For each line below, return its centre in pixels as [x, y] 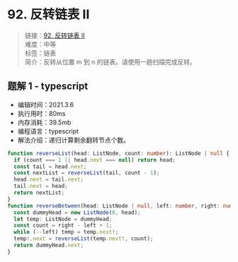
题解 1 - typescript [48, 87]
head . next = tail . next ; [49, 180]
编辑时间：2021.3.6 [46, 105]
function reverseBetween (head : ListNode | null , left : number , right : [114, 206]
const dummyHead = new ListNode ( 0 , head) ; [77, 213]
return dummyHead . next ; [49, 245]
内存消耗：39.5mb [44, 122]
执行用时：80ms [41, 113]
